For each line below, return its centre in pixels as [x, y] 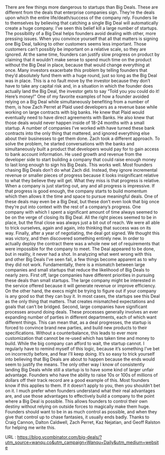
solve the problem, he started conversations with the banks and [70, 144]
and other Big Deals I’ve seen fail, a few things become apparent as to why [81, 259]
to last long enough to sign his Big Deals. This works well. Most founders [79, 165]
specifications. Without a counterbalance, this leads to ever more [71, 333]
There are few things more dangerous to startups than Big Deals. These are [82, 7]
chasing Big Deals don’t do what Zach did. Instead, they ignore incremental [81, 170]
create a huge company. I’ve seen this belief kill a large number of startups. [82, 28]
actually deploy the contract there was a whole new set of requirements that [82, 244]
